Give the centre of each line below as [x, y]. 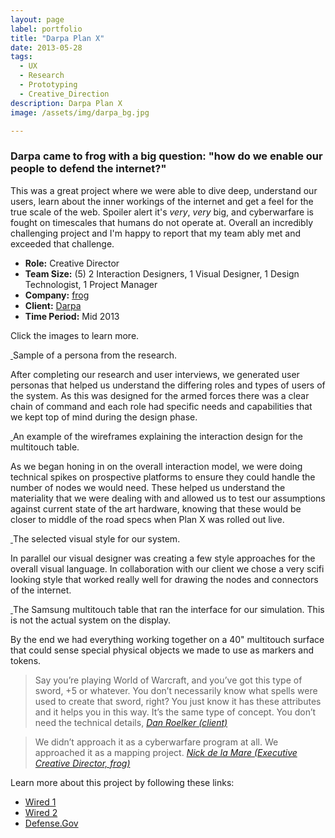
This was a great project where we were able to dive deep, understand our [164, 190]
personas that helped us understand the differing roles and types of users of [168, 385]
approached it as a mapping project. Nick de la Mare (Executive [166, 752]
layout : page [37, 19]
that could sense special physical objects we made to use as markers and [162, 650]
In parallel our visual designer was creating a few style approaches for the [163, 558]
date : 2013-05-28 [46, 47]
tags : [21, 57]
